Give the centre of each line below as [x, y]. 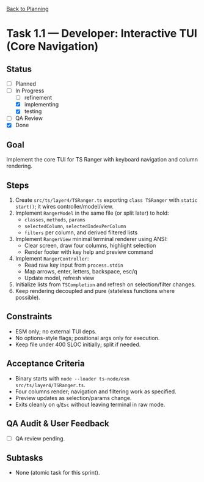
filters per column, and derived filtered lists [81, 232]
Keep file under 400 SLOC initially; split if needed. [78, 344]
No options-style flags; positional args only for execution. [87, 338]
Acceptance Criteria [46, 364]
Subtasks [25, 458]
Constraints [29, 317]
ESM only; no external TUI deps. [56, 331]
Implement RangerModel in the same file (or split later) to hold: [92, 213]
